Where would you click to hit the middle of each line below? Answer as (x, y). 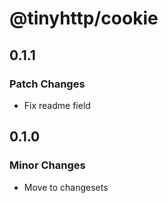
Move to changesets (66, 187)
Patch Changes (47, 84)
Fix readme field (57, 105)
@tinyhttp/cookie (84, 18)
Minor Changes (47, 165)
